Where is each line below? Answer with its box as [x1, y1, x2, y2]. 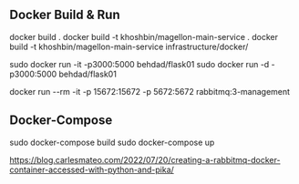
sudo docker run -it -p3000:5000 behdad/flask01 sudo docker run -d [9, 58, 270, 69]
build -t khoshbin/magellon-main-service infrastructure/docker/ [9, 41, 249, 52]
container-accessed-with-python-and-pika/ [9, 164, 175, 175]
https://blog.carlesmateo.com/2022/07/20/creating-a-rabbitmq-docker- [9, 154, 281, 165]
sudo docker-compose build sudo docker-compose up [9, 137, 215, 148]
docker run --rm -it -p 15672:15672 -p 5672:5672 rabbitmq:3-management [9, 86, 290, 97]
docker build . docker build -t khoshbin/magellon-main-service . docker [9, 31, 279, 42]
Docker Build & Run [9, 7, 120, 23]
